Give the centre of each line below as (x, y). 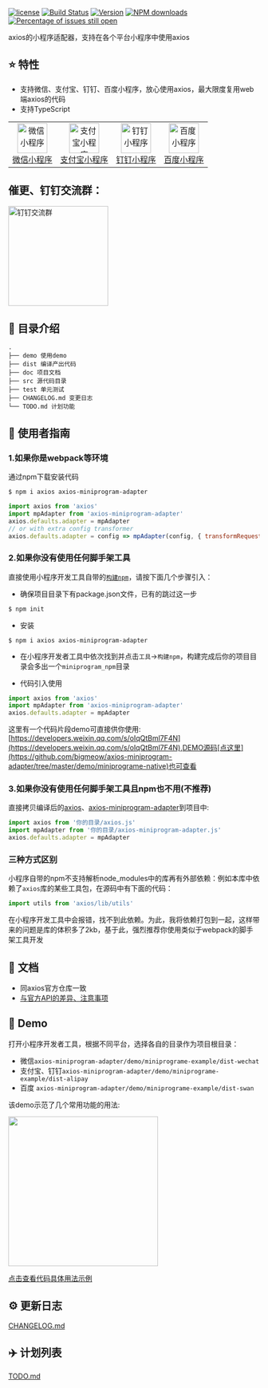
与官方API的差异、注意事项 (64, 998)
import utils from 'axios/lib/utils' (71, 904)
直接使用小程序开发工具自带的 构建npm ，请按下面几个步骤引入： (110, 577)
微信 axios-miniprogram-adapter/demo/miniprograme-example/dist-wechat (139, 1061)
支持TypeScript (45, 109)
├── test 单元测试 (36, 390)
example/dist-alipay (54, 1079)
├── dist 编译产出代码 (42, 364)
